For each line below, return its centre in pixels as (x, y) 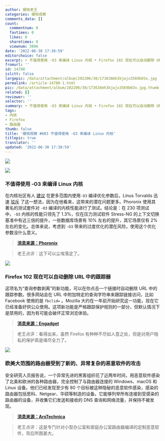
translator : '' (21, 143)
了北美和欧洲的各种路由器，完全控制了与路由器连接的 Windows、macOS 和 (81, 381)
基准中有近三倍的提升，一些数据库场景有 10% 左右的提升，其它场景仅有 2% (82, 220)
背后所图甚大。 (41, 433)
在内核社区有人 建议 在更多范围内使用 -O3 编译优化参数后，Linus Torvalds (79, 196)
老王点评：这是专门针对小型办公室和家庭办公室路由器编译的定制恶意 (86, 427)
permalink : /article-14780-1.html (41, 83)
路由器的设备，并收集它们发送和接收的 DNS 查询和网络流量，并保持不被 (78, 400)
